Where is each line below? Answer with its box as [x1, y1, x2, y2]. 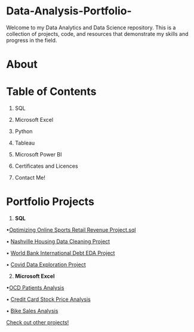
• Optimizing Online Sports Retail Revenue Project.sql [6, 226, 136, 233]
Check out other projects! [6, 319, 69, 326]
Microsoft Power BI [14, 151, 62, 158]
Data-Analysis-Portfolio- [6, 4, 133, 18]
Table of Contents [6, 85, 97, 99]
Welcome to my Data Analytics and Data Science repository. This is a [6, 24, 176, 31]
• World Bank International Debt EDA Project [6, 250, 115, 256]
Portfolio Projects [6, 195, 94, 208]
